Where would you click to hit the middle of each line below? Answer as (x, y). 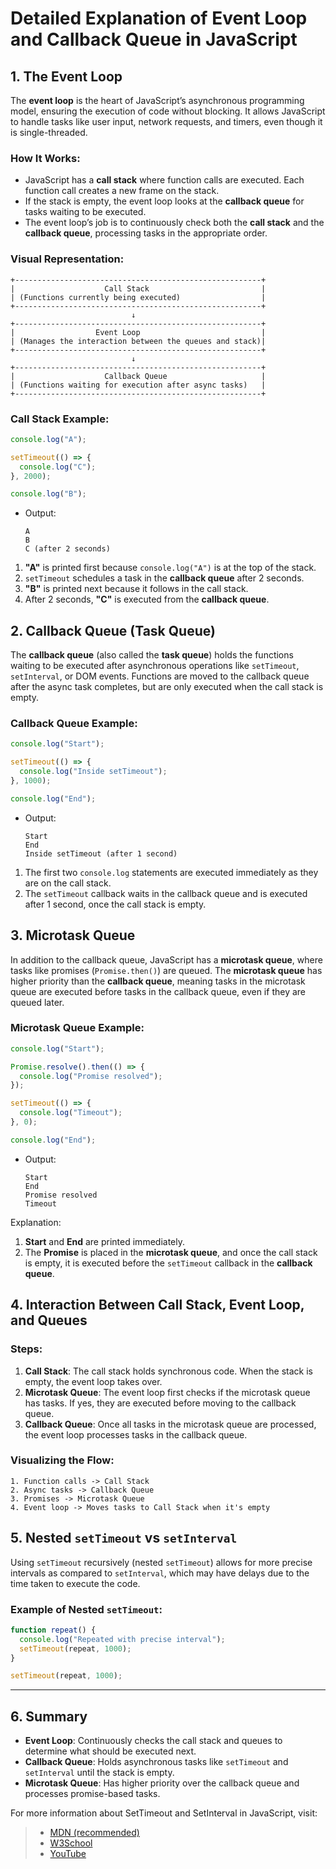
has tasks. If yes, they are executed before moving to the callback (160, 1403)
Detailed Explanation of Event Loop (159, 18)
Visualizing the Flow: (62, 1460)
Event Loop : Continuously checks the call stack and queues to (153, 1741)
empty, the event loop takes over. (93, 1381)
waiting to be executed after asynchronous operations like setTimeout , (155, 666)
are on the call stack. (68, 883)
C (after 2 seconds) (67, 549)
